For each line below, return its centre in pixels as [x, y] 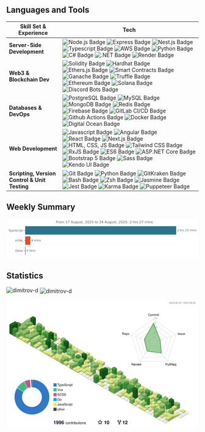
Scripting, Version [32, 173]
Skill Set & [33, 26]
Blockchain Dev [29, 79]
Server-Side [25, 45]
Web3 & [19, 73]
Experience [33, 33]
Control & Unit [27, 180]
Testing [19, 186]
